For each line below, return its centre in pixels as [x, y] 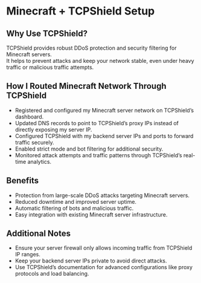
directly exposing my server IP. [53, 129]
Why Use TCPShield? [47, 34]
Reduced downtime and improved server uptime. [76, 201]
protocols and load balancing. [52, 274]
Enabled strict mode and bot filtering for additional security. [89, 149]
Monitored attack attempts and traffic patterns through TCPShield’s [98, 155]
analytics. [40, 161]
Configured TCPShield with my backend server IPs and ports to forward [104, 136]
